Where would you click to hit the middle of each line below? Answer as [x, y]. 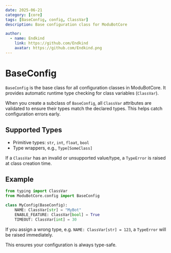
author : [14, 34]
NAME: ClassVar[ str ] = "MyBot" [48, 210]
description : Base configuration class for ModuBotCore [66, 24]
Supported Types [34, 130]
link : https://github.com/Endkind [51, 43]
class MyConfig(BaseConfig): [36, 205]
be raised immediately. [29, 235]
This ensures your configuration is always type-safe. [61, 245]
